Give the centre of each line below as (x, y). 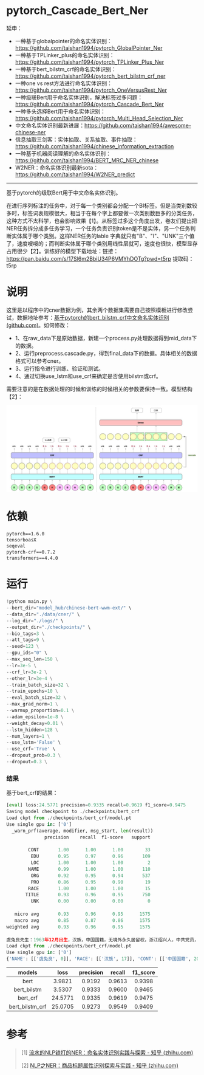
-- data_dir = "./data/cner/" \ (43, 614)
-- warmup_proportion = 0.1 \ (40, 710)
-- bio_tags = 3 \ (25, 634)
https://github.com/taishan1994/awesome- (138, 125)
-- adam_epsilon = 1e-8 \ (35, 717)
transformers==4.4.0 (32, 558)
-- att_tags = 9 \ (25, 640)
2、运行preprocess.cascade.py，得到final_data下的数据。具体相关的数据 (106, 353)
